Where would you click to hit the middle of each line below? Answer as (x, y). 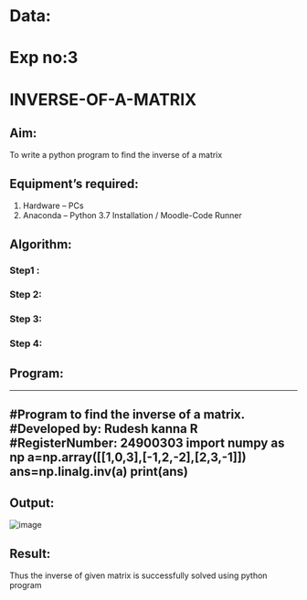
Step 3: (26, 319)
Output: (32, 503)
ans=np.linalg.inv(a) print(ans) (99, 472)
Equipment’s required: (74, 184)
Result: (30, 553)
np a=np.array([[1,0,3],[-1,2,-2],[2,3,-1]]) (128, 458)
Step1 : (25, 270)
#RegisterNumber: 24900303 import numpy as (147, 443)
